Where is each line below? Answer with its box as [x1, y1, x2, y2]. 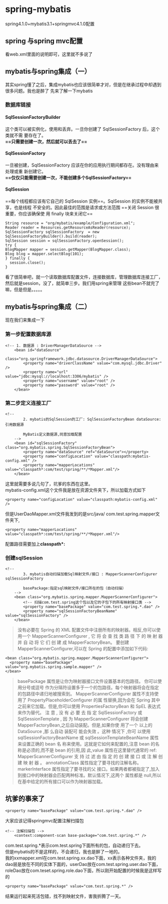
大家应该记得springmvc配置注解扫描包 [5, 817, 84, 823]
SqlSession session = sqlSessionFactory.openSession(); [5, 238, 124, 244]
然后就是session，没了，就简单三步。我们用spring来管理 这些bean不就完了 [5, 280, 159, 286]
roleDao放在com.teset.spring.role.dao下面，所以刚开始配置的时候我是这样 [5, 867, 157, 873]
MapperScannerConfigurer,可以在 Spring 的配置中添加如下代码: [17, 645, 148, 651]
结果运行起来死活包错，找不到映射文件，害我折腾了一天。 [5, 893, 123, 899]
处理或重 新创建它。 [5, 168, 46, 174]
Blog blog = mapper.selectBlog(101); [5, 252, 84, 257]
